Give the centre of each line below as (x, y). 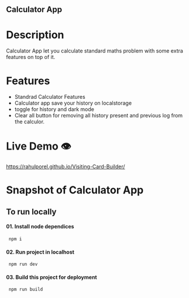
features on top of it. (31, 57)
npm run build (26, 290)
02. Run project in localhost (40, 252)
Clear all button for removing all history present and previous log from (99, 116)
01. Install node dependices (40, 227)
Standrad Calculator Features (50, 97)
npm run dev (23, 264)
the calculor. (30, 122)
